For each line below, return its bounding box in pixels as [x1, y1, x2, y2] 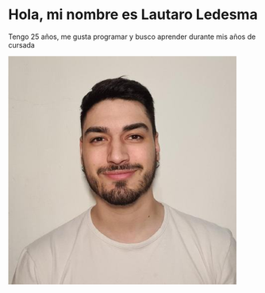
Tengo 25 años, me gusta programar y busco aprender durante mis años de [8, 32, 256, 41]
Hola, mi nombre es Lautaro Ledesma [8, 6, 258, 24]
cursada [8, 40, 36, 49]
